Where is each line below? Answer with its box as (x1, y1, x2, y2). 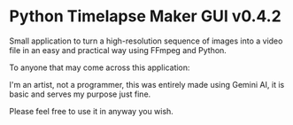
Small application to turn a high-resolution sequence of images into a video (9, 35, 283, 46)
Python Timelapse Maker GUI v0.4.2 (9, 6, 281, 27)
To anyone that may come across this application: (9, 62, 190, 73)
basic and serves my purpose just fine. (9, 89, 151, 99)
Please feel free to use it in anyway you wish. (9, 105, 174, 116)
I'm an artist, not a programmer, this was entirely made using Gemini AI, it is (9, 79, 285, 90)
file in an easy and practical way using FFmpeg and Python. (9, 44, 227, 55)
